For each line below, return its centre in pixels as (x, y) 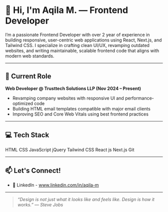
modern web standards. (30, 56)
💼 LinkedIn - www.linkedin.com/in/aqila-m (55, 185)
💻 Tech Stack (27, 135)
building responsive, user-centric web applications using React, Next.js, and (83, 40)
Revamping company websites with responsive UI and (68, 98)
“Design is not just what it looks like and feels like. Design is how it (86, 199)
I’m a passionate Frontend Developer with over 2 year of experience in (77, 34)
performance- (139, 98)
